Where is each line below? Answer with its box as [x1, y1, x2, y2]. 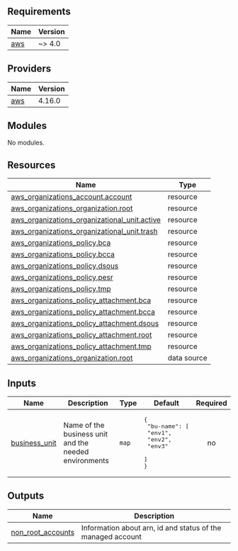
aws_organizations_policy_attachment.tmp [11, 341, 152, 351]
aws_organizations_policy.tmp [11, 284, 111, 294]
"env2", [147, 436, 172, 443]
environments [63, 456, 110, 466]
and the [63, 438, 89, 448]
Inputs [7, 377, 37, 389]
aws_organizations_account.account [11, 192, 132, 202]
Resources [7, 159, 56, 171]
